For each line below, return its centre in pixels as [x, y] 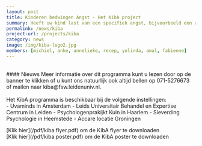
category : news [25, 39]
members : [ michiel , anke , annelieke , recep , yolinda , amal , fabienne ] [96, 51]
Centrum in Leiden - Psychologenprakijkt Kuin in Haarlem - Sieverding [93, 112]
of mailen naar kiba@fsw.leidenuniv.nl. [54, 87]
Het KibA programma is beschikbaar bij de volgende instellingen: [86, 99]
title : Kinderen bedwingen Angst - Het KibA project [74, 17]
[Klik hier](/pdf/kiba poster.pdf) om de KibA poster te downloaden [88, 136]
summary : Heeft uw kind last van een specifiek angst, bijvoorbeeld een [99, 23]
